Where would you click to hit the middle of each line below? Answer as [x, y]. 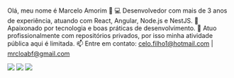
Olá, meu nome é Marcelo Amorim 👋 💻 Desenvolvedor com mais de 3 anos [117, 11]
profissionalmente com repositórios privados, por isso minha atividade [110, 35]
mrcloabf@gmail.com [39, 53]
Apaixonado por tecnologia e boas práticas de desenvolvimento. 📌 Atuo [112, 28]
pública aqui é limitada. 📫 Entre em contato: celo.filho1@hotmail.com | [111, 44]
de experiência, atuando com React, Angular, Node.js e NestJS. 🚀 [103, 21]
